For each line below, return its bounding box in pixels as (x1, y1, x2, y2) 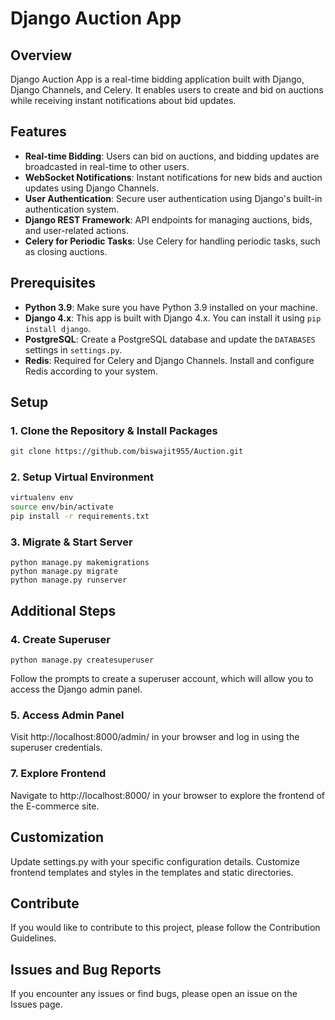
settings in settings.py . (24, 343, 123, 356)
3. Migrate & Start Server (10, 535, 133, 549)
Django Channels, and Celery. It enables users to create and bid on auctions (10, 84, 324, 96)
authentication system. (24, 203, 120, 215)
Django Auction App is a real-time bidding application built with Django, (10, 73, 305, 85)
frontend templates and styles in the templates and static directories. (10, 866, 294, 878)
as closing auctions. (24, 245, 108, 257)
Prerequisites (10, 275, 96, 292)
